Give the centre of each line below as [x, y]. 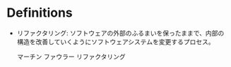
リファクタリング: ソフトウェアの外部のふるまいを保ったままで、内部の [120, 33]
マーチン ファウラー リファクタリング [71, 57]
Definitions [40, 13]
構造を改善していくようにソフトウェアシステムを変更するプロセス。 [115, 42]
